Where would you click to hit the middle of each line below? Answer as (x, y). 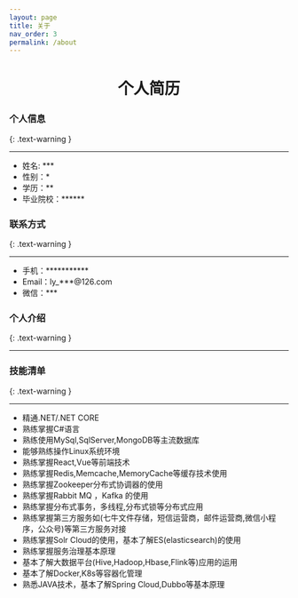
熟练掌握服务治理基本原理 (69, 551)
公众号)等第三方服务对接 (82, 529)
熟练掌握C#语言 (51, 428)
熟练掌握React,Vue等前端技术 (76, 462)
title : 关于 (30, 26)
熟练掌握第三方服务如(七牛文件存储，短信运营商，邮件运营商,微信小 (145, 517)
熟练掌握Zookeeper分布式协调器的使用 (93, 484)
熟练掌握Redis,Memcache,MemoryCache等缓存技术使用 (125, 473)
